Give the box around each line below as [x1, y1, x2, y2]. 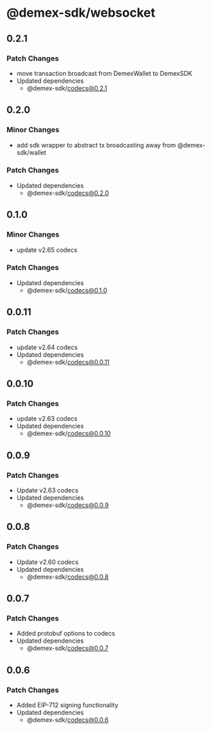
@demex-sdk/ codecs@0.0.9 [26, 501, 109, 509]
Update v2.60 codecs [16, 558, 79, 566]
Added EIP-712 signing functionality [16, 700, 118, 709]
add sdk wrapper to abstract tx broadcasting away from [16, 140, 176, 149]
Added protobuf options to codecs [16, 629, 116, 638]
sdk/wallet [16, 148, 46, 156]
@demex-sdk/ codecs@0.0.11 [26, 358, 110, 366]
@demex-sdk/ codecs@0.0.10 [26, 429, 112, 437]
